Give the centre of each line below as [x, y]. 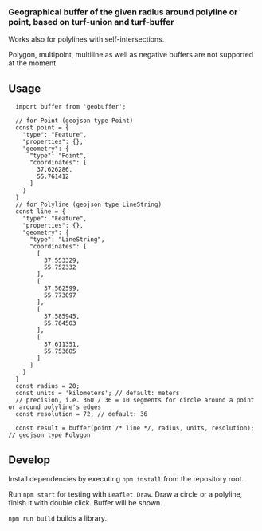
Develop [29, 460]
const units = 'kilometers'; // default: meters [98, 394]
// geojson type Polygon [49, 435]
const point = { [42, 128]
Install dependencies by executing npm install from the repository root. [126, 478]
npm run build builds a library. [58, 518]
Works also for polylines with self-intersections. [86, 39]
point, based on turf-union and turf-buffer [91, 22]
